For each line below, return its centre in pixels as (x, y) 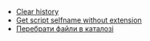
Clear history (37, 12)
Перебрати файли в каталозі (65, 29)
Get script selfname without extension (79, 20)
